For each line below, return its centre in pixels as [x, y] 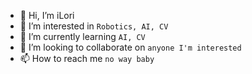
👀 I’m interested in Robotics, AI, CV [94, 26]
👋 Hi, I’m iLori [47, 15]
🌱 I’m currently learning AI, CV [82, 36]
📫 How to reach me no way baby [87, 58]
